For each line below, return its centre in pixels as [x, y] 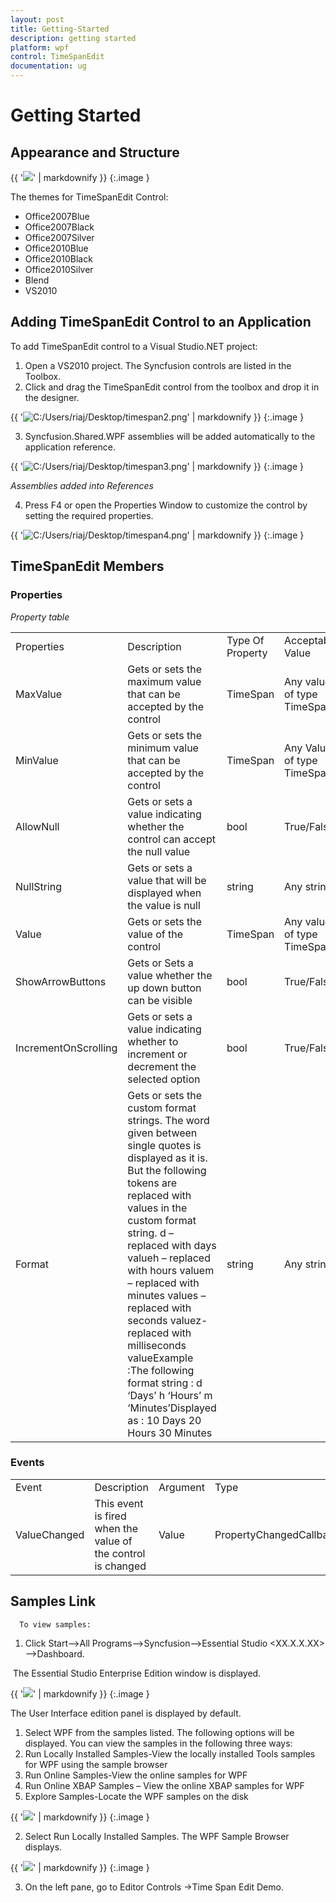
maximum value [164, 681]
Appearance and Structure [95, 152]
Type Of [245, 640]
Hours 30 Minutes [170, 1433]
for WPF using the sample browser [96, 1764]
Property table [40, 617]
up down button [164, 988]
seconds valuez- [167, 1320]
